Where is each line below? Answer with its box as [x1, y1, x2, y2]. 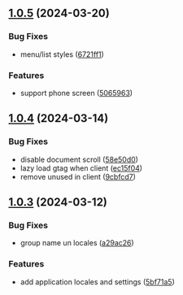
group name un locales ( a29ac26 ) [20, 238, 134, 248]
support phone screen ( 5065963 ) [20, 88, 133, 98]
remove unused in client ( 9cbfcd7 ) [20, 171, 137, 181]
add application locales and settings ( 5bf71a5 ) [20, 276, 175, 287]
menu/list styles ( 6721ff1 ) [20, 49, 104, 59]
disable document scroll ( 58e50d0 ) [20, 154, 138, 164]
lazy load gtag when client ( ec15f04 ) [20, 163, 143, 173]
